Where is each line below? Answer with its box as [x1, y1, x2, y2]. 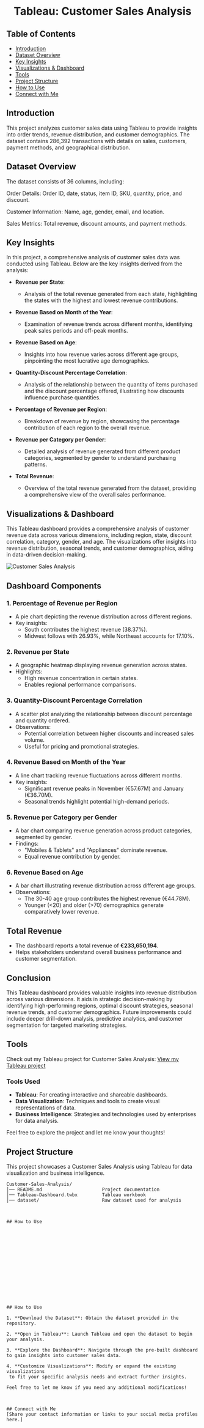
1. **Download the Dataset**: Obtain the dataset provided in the [6, 1315, 179, 1321]
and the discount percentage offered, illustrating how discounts [24, 387, 184, 395]
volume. [24, 736, 45, 744]
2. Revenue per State [6, 647, 70, 656]
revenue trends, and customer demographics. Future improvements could [6, 1008, 192, 1016]
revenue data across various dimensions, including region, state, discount [6, 531, 192, 539]
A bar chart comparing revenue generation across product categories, [15, 827, 192, 834]
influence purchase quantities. [24, 394, 101, 401]
